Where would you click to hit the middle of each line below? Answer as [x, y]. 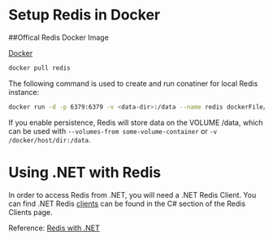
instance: [24, 92]
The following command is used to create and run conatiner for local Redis [133, 84]
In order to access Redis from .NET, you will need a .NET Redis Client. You [132, 195]
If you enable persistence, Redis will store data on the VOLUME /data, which [136, 122]
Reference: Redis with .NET [54, 228]
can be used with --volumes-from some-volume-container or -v [113, 131]
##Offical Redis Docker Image [59, 37]
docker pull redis [39, 68]
